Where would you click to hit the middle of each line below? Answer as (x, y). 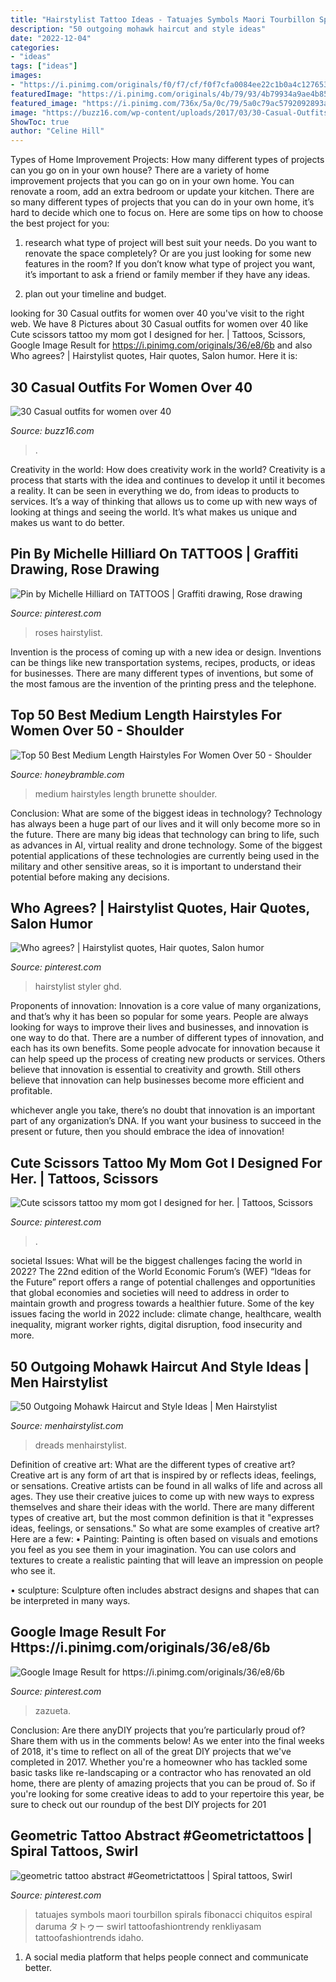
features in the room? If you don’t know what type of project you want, (170, 264)
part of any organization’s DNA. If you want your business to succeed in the (166, 1121)
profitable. (31, 1091)
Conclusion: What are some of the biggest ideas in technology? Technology (166, 813)
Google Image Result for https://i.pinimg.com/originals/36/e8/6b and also (161, 345)
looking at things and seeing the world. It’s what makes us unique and (154, 512)
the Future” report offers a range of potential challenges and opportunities (163, 1282)
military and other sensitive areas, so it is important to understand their (156, 866)
